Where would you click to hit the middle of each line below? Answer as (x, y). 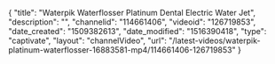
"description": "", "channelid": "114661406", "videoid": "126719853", (132, 22)
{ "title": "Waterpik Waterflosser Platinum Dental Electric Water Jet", (132, 13)
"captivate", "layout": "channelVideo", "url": (88, 40)
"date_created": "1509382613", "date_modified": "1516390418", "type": (137, 31)
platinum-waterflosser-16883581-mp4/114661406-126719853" (122, 50)
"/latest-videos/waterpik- (215, 40)
